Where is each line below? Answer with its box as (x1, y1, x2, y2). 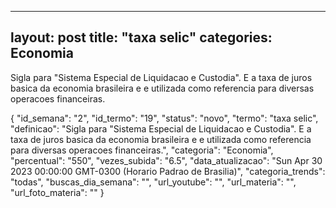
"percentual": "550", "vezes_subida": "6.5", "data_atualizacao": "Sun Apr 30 (10, 154, 323, 166)
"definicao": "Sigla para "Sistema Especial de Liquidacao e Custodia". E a (10, 122, 312, 135)
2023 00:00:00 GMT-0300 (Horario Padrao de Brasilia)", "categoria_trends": (10, 165, 326, 177)
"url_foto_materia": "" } (10, 186, 105, 198)
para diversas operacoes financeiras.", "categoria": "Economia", (10, 144, 274, 156)
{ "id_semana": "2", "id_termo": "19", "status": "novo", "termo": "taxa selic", (10, 112, 319, 124)
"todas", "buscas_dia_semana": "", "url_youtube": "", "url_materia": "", (10, 176, 297, 188)
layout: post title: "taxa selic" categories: (10, 29, 273, 46)
